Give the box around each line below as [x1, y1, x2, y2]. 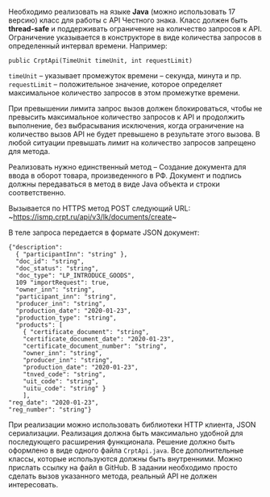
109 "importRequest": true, [15, 278, 110, 286]
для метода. [8, 147, 51, 156]
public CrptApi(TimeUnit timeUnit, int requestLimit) [8, 56, 193, 65]
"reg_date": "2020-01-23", [8, 399, 99, 407]
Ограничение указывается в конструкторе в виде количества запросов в [8, 32, 262, 42]
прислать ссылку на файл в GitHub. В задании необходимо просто [8, 463, 238, 472]
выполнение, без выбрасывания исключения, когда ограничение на [8, 121, 244, 130]
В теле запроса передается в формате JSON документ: [8, 228, 200, 237]
